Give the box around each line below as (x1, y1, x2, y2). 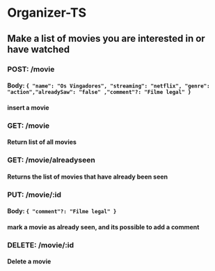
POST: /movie (7, 64, 55, 74)
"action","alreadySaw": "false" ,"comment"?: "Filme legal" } (7, 89, 191, 96)
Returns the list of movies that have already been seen (7, 172, 168, 181)
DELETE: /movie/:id (7, 240, 74, 249)
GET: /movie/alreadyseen (7, 155, 95, 165)
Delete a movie (7, 257, 51, 265)
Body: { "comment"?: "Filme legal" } (7, 207, 117, 215)
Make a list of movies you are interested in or (7, 33, 205, 44)
